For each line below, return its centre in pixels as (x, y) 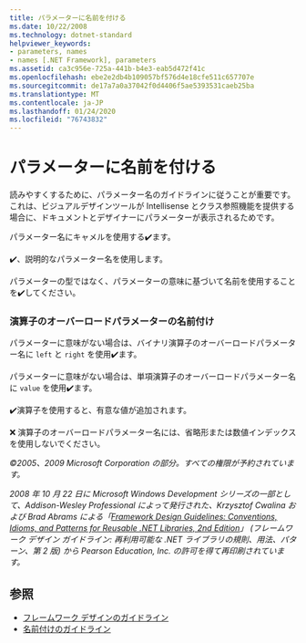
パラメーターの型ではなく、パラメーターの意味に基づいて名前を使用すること (153, 281)
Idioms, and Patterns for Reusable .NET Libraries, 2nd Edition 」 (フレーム (147, 528)
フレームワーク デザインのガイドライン (96, 617)
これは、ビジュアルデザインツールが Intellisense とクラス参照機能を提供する (152, 206)
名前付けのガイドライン (66, 629)
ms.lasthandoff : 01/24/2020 (63, 111)
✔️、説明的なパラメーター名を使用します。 (89, 259)
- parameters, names (49, 52)
